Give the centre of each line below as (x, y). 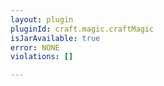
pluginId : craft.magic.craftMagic (82, 29)
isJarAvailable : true (55, 38)
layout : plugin (42, 19)
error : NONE (35, 47)
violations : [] (42, 57)
